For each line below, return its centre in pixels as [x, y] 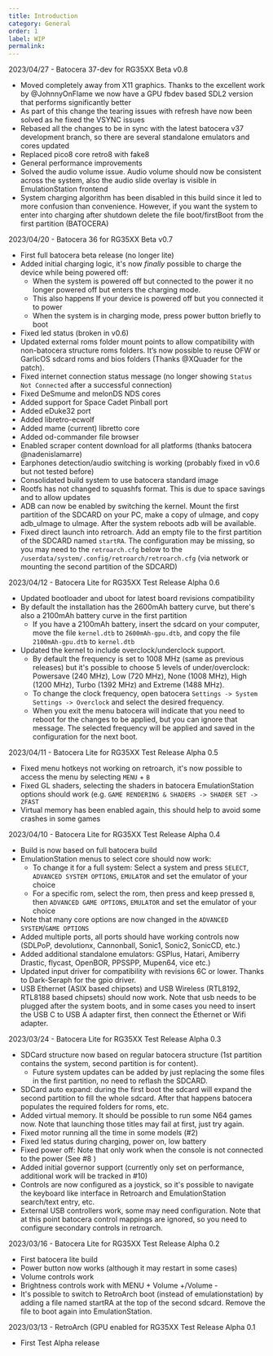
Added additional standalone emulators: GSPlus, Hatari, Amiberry [130, 954]
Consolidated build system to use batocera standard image [119, 481]
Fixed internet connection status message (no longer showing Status [136, 376]
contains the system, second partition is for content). [109, 1064]
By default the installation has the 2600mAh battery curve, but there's [137, 607]
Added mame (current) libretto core [80, 428]
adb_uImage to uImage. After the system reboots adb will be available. [138, 524]
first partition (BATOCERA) [64, 224]
